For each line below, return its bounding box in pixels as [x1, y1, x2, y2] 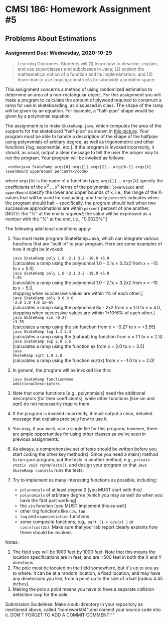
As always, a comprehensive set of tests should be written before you [12, 446, 157, 452]
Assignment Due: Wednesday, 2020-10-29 [5, 49, 112, 56]
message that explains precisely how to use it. [12, 416, 108, 422]
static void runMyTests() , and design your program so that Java [12, 462, 147, 468]
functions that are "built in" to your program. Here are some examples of [12, 240, 162, 246]
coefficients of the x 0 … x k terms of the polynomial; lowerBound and [5, 183, 144, 190]
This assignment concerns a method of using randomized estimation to [5, 86, 152, 92]
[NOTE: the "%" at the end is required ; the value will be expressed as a [5, 210, 151, 216]
